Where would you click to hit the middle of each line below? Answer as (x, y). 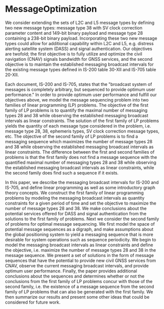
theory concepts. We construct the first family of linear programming (74, 193)
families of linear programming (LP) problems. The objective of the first (77, 105)
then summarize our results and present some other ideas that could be (77, 297)
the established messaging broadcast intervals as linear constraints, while (80, 167)
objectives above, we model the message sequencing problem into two (77, 100)
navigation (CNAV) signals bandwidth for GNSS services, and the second (79, 59)
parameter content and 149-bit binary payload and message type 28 (74, 33)
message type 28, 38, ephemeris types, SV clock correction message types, (82, 131)
